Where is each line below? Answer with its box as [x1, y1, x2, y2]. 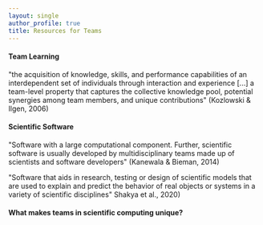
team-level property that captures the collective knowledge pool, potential [8, 86, 253, 96]
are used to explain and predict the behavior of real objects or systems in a [8, 181, 256, 190]
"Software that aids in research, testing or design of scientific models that [8, 172, 253, 182]
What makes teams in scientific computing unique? [8, 208, 184, 218]
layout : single [8, 11, 59, 20]
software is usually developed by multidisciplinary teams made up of [8, 148, 235, 157]
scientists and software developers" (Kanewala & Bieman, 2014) [8, 157, 220, 166]
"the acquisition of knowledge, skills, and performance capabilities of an [8, 69, 247, 79]
